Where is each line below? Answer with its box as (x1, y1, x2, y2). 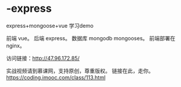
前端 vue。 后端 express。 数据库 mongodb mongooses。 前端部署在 (6, 34, 176, 41)
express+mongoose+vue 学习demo (6, 22, 94, 29)
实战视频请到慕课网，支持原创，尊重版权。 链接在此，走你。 (6, 67, 154, 74)
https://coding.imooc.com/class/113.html (6, 73, 106, 81)
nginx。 (6, 42, 26, 49)
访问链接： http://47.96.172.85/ (6, 54, 80, 62)
